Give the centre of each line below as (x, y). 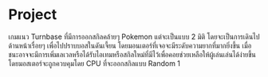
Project (33, 15)
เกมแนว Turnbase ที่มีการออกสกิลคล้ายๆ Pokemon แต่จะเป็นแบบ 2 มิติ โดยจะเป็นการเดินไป (134, 37)
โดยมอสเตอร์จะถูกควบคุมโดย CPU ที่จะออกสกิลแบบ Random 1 (95, 63)
